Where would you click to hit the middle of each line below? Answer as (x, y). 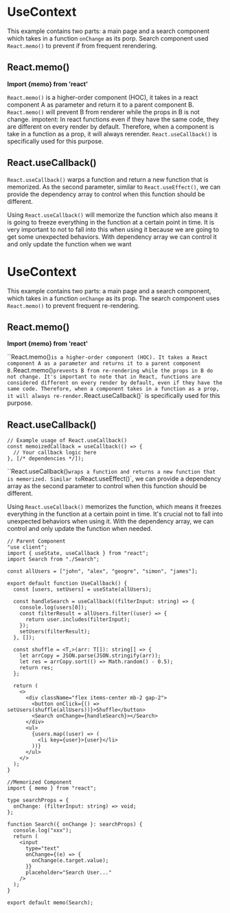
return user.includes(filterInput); (78, 620)
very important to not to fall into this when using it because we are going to (113, 229)
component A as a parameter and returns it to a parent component (104, 364)
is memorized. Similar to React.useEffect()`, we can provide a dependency (114, 479)
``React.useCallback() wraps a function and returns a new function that (112, 472)
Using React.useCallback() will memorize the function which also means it (113, 215)
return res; (36, 668)
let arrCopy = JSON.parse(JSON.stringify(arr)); (90, 656)
